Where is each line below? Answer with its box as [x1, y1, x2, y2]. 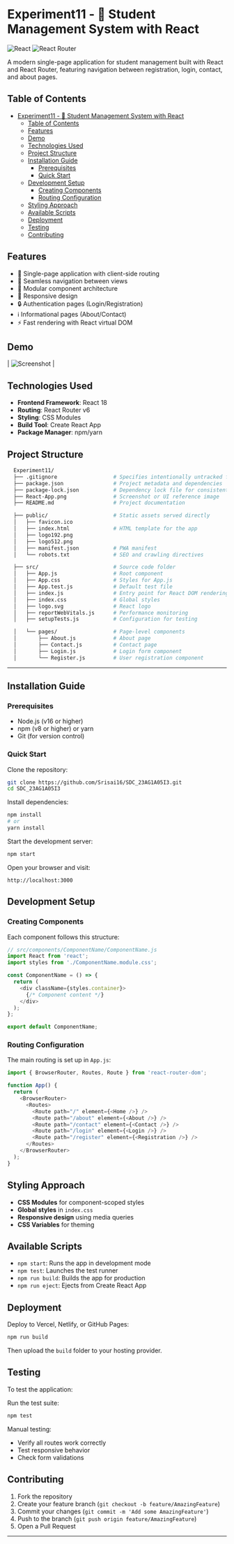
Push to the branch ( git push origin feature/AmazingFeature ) [17, 1514, 197, 1523]
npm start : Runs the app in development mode [17, 1259, 151, 1268]
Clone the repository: [7, 765, 68, 773]
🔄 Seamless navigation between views [17, 276, 128, 285]
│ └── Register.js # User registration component [13, 654, 204, 662]
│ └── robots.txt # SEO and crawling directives [13, 551, 204, 558]
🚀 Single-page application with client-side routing [17, 269, 160, 278]
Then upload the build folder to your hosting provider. [7, 1346, 162, 1355]
